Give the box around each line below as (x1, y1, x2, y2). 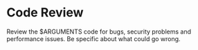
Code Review (6, 5, 84, 21)
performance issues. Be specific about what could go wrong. (6, 34, 181, 42)
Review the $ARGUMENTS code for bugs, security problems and (6, 27, 192, 36)
